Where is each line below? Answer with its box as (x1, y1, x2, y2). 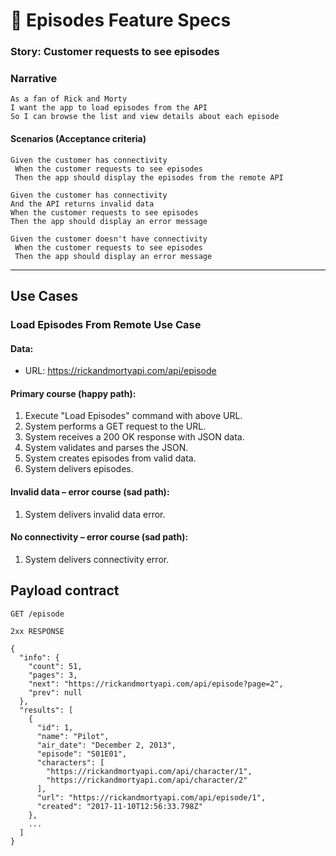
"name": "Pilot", (36, 731, 110, 741)
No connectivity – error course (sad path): (10, 531, 189, 543)
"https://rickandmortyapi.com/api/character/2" (46, 775, 248, 785)
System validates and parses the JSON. (24, 442, 189, 454)
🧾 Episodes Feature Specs (10, 9, 232, 32)
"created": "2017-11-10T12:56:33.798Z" (36, 801, 203, 811)
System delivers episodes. (24, 463, 134, 475)
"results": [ (19, 705, 74, 715)
